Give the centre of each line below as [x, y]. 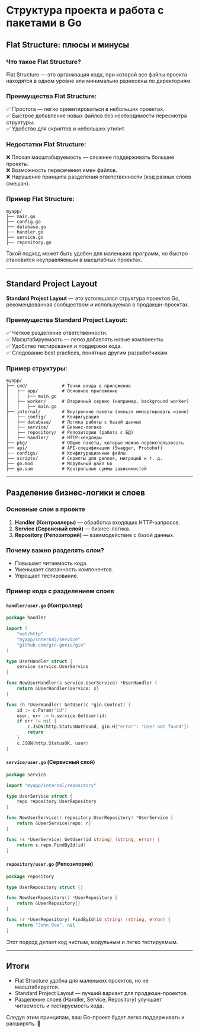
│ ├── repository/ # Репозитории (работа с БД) [70, 433]
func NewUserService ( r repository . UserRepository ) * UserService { [90, 818]
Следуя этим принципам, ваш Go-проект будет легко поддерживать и [95, 1017]
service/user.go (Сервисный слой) [51, 762]
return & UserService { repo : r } [54, 823]
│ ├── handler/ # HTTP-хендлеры [54, 438]
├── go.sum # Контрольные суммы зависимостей [76, 469]
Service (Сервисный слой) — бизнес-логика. [73, 529]
